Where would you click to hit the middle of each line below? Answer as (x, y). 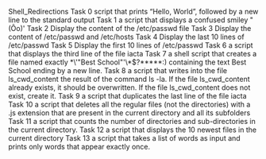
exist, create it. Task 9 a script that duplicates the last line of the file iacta (128, 96)
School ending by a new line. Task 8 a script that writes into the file (118, 70)
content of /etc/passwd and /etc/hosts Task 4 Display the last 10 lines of (126, 37)
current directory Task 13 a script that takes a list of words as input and (124, 138)
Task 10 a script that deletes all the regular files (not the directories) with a (129, 104)
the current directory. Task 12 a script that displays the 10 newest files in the (132, 130)
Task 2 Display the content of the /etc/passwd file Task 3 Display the (139, 28)
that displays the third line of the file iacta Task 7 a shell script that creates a (133, 54)
